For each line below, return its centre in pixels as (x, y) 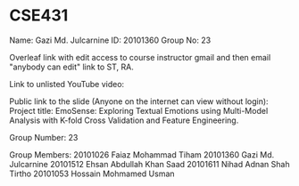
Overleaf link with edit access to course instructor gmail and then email (140, 57)
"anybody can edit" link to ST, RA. (71, 67)
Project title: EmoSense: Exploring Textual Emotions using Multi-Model (139, 110)
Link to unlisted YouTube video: (67, 84)
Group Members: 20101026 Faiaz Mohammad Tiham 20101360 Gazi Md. (142, 154)
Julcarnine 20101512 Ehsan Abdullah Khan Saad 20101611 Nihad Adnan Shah (149, 164)
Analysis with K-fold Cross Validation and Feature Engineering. (124, 120)
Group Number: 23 (44, 137)
